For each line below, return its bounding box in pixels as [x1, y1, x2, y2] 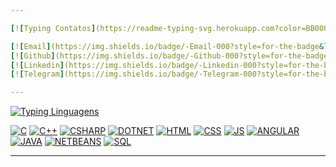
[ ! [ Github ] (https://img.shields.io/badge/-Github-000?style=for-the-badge [10, 51, 329, 61]
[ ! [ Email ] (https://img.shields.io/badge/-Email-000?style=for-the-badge [10, 41, 320, 51]
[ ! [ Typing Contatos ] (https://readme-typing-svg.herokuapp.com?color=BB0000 [10, 23, 333, 33]
